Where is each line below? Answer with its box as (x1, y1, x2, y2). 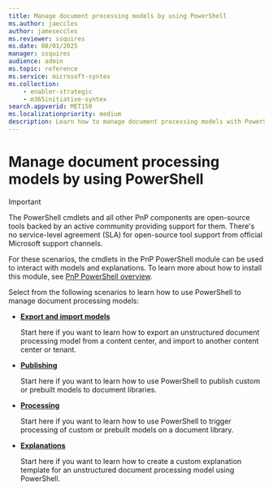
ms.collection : (8, 80, 60, 88)
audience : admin (8, 58, 63, 66)
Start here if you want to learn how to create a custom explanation (19, 456, 242, 466)
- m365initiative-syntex (23, 95, 107, 103)
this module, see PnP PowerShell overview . (8, 271, 153, 281)
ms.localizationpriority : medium (8, 111, 122, 119)
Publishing (19, 360, 58, 370)
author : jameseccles (8, 27, 79, 35)
